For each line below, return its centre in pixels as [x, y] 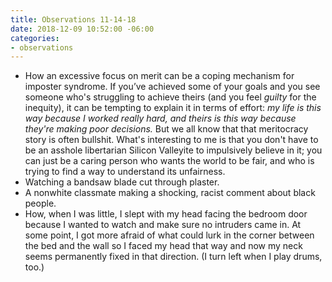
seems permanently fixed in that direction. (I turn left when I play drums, [173, 257]
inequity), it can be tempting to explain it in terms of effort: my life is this [173, 108]
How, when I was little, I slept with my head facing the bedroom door [166, 214]
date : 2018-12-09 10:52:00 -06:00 [82, 29]
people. [40, 203]
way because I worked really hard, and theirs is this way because [160, 118]
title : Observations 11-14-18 [73, 19]
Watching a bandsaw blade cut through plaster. [122, 182]
